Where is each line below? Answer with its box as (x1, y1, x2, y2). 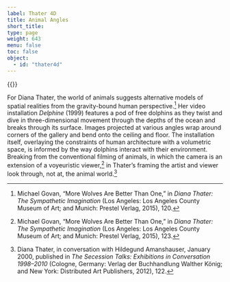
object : (7, 55, 29, 62)
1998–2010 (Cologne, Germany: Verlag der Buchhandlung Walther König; (16, 259, 222, 268)
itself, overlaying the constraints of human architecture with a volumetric (7, 138, 212, 146)
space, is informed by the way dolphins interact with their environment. (7, 145, 207, 154)
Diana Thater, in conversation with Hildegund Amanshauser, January (16, 245, 211, 253)
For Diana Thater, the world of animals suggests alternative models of (7, 93, 203, 102)
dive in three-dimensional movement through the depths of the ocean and (7, 116, 216, 124)
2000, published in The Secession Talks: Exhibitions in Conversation (16, 252, 211, 261)
